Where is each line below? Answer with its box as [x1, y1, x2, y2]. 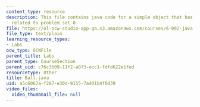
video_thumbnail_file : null [11, 92, 82, 97]
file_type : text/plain [6, 31, 62, 37]
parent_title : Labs [6, 53, 55, 59]
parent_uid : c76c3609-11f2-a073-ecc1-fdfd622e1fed [6, 64, 135, 70]
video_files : [6, 86, 39, 92]
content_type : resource [6, 8, 65, 15]
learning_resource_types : [6, 36, 70, 42]
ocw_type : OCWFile [6, 48, 52, 53]
